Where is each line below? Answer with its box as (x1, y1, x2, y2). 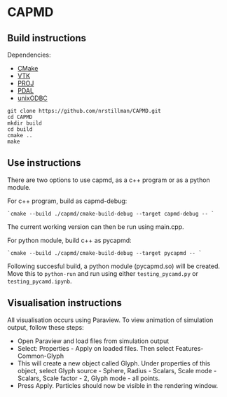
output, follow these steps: (7, 323, 84, 331)
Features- (174, 344, 204, 352)
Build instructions (7, 32, 86, 44)
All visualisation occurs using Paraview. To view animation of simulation (7, 316, 214, 324)
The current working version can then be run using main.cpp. (7, 222, 184, 231)
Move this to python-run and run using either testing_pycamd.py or (7, 269, 198, 277)
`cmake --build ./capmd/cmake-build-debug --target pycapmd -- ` (7, 249, 202, 256)
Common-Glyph (17, 351, 64, 360)
